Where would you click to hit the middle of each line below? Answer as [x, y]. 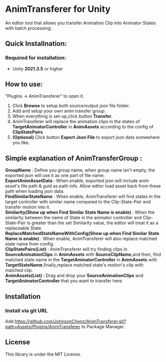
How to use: [24, 85]
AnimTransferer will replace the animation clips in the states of [76, 121]
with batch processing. [29, 28]
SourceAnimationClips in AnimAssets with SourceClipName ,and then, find [83, 254]
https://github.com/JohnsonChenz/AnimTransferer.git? [71, 321]
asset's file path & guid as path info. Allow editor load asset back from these [83, 186]
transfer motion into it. [28, 207]
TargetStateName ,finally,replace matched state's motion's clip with [75, 265]
